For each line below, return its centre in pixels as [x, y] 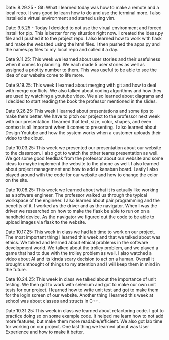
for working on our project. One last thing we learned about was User [77, 327]
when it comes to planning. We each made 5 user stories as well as [75, 65]
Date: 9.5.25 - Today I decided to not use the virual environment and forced [83, 28]
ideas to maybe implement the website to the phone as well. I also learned [82, 164]
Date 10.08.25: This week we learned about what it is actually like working [82, 190]
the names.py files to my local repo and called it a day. [62, 49]
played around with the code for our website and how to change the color [82, 175]
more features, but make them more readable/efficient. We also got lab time [84, 321]
